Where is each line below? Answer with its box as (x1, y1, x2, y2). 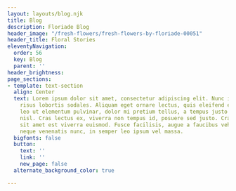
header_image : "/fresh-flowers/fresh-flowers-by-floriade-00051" (7, 29, 202, 37)
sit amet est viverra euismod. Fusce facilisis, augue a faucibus (20, 121, 218, 129)
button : (13, 141, 37, 148)
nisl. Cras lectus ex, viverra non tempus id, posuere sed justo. (20, 114, 218, 121)
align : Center (13, 88, 55, 95)
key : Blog (13, 56, 42, 63)
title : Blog (7, 17, 42, 24)
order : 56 (13, 50, 42, 57)
